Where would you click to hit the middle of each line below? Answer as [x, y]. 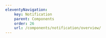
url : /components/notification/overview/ [57, 28]
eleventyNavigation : [27, 10]
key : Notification [33, 14]
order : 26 [24, 23]
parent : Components [34, 19]
